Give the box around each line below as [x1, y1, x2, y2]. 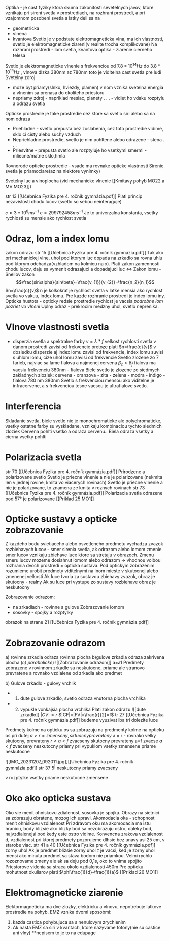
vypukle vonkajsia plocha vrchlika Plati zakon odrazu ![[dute [20, 706, 146, 713]
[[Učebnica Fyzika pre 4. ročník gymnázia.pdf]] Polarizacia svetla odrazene [5, 490, 163, 496]
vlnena [12, 31, 27, 36]
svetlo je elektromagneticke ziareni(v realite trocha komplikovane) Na [12, 41, 157, 47]
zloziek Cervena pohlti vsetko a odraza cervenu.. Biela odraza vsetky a [5, 428, 154, 434]
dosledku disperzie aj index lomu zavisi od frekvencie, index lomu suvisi [12, 349, 163, 355]
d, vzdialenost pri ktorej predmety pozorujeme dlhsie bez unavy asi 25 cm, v [5, 836, 165, 843]
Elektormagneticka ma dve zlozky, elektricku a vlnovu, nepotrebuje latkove [5, 903, 161, 909]
